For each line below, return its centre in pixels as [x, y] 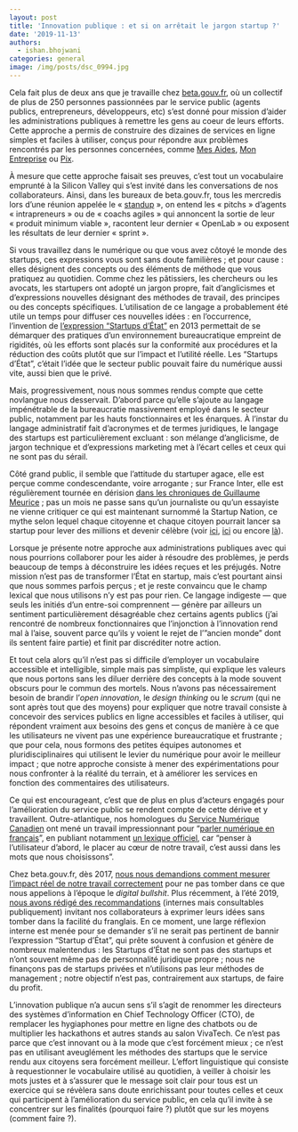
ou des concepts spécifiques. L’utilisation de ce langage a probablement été [149, 306]
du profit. [26, 987]
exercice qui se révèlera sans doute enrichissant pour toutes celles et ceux [146, 1090]
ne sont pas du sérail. [49, 456]
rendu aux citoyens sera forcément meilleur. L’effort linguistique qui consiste [149, 1062]
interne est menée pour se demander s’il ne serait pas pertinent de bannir [144, 931]
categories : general [48, 59]
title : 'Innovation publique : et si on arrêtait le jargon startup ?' [145, 26]
